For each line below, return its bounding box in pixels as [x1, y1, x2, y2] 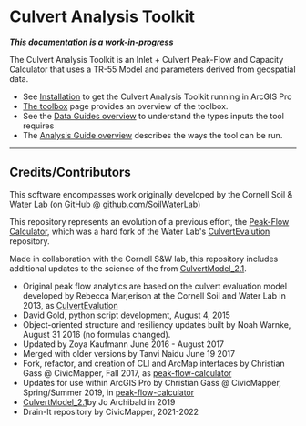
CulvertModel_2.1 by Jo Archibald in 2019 [22, 396, 176, 407]
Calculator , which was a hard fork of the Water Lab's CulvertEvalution [9, 226, 270, 237]
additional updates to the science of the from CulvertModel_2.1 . [9, 262, 248, 274]
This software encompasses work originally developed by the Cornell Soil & [9, 188, 293, 199]
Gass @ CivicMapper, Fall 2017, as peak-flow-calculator [22, 367, 232, 379]
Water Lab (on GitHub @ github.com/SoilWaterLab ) [9, 198, 201, 209]
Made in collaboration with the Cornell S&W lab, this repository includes [9, 253, 279, 264]
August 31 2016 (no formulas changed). [22, 329, 171, 340]
